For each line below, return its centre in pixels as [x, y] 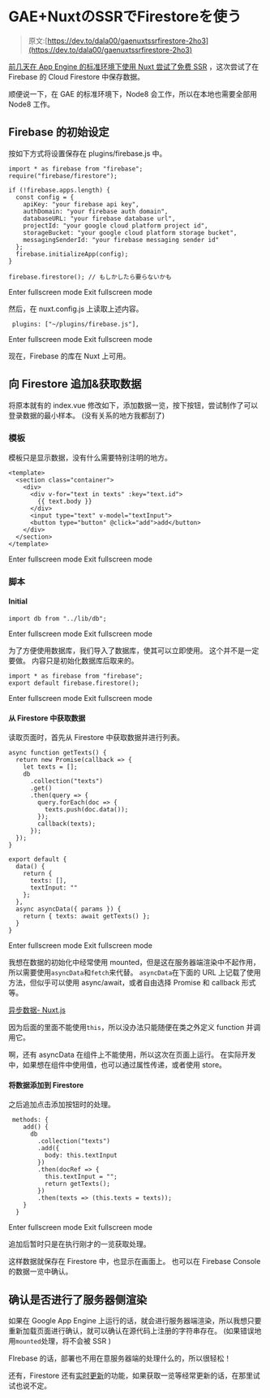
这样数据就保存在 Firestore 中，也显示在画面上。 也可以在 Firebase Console [135, 1262]
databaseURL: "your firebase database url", [99, 219]
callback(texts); [66, 824]
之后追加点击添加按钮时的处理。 [62, 1105]
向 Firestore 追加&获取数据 [75, 384]
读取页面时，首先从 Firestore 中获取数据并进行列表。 [96, 738]
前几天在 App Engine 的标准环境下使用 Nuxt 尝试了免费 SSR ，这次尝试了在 [134, 67]
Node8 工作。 [32, 104]
